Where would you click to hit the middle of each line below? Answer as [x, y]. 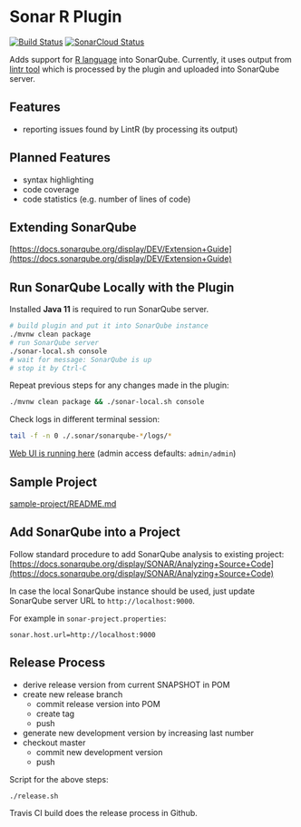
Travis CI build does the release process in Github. [103, 812]
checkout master [54, 743]
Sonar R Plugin [66, 17]
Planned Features [60, 158]
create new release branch [73, 694]
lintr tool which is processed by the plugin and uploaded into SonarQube [145, 69]
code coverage [51, 189]
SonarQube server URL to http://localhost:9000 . [102, 600]
